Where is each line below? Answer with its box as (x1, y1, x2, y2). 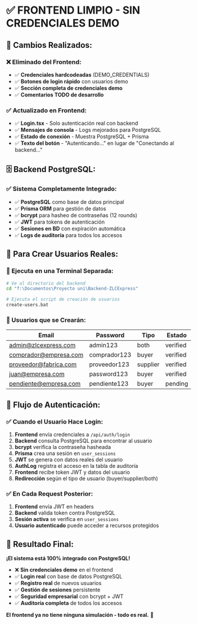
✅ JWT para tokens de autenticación (14, 218, 105, 225)
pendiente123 (89, 380, 129, 388)
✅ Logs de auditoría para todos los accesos (14, 231, 123, 238)
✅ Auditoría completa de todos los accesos (14, 600, 122, 607)
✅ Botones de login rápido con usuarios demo (14, 77, 129, 85)
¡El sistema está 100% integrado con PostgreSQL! (6, 555, 131, 562)
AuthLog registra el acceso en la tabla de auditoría (14, 463, 139, 470)
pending (165, 380, 189, 388)
